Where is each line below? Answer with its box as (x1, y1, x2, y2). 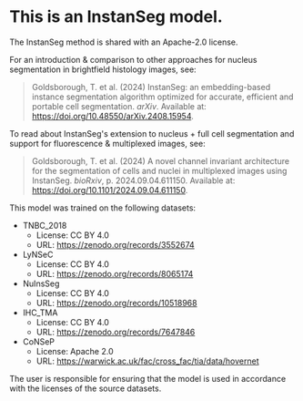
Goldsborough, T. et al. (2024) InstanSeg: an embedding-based (31, 81, 271, 92)
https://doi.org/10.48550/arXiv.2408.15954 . (31, 110, 194, 121)
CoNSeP (22, 335, 56, 347)
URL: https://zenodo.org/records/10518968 (35, 297, 197, 308)
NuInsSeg (22, 278, 60, 289)
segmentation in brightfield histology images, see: (9, 64, 197, 75)
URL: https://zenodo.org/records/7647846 (35, 326, 196, 337)
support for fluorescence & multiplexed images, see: (9, 138, 207, 149)
